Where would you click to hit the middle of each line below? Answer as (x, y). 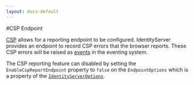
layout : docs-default (33, 11)
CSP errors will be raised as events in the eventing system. (77, 52)
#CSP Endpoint (24, 28)
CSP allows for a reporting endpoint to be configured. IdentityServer (89, 39)
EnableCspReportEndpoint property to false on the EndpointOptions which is (97, 69)
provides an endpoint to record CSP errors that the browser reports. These (96, 46)
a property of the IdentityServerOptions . (56, 76)
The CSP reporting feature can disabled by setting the (71, 63)
